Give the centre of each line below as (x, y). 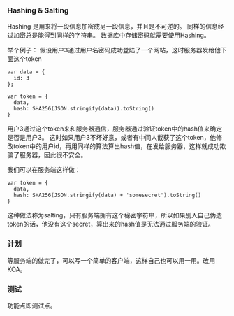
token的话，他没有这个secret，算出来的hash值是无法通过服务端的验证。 (111, 224)
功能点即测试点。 (32, 306)
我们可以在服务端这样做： (44, 170)
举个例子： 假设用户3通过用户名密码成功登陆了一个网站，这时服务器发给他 (114, 50)
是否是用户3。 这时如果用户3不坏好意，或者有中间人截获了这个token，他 (112, 138)
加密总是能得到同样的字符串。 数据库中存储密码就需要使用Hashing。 (112, 35)
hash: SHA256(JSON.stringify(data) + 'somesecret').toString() (107, 195)
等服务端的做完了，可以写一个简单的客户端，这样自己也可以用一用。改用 (111, 260)
